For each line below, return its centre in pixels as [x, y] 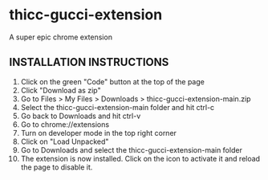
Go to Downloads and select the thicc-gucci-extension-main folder [132, 149]
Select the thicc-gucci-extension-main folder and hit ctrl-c [118, 107]
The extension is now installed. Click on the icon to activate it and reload [140, 158]
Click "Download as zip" [61, 90]
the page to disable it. [57, 167]
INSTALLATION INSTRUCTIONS [89, 62]
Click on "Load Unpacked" [65, 141]
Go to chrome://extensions [65, 124]
